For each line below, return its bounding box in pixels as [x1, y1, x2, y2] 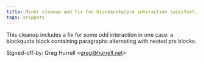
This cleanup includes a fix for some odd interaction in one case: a [6, 31, 174, 38]
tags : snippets [6, 14, 45, 20]
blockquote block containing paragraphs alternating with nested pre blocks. [6, 37, 197, 45]
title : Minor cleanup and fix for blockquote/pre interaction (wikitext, [6, 8, 198, 15]
